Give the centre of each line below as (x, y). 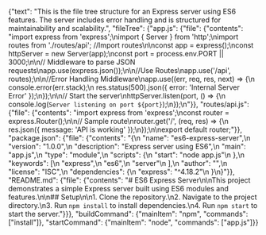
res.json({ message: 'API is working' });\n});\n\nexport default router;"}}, (125, 129)
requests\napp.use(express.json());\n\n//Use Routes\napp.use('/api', (120, 70)
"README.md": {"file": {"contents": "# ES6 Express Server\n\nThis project (129, 180)
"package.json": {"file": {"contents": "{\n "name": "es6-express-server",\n (129, 138)
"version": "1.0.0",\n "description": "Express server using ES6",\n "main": (127, 146)
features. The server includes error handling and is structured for (114, 20)
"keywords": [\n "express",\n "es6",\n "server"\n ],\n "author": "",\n (118, 163)
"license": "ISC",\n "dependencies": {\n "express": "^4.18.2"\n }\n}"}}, (122, 171)
